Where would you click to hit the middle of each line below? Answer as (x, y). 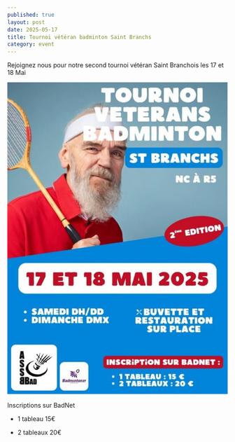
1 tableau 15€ (36, 419)
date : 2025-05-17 (33, 29)
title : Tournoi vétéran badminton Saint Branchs (79, 37)
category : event (31, 44)
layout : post (26, 22)
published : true (31, 15)
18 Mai (17, 73)
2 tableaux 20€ (39, 432)
